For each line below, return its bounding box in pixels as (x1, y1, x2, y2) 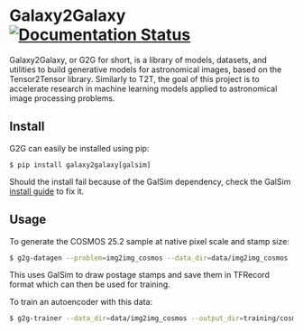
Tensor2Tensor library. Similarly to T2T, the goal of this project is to (9, 73, 260, 84)
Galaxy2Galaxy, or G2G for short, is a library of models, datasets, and (9, 54, 268, 65)
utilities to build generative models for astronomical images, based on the (9, 64, 282, 75)
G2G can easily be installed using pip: (9, 143, 150, 153)
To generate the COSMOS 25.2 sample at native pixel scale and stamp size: (9, 235, 290, 246)
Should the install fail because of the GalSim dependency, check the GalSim (9, 176, 291, 187)
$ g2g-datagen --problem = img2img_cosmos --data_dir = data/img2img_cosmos (9, 254, 289, 263)
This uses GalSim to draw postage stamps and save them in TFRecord (9, 270, 271, 281)
